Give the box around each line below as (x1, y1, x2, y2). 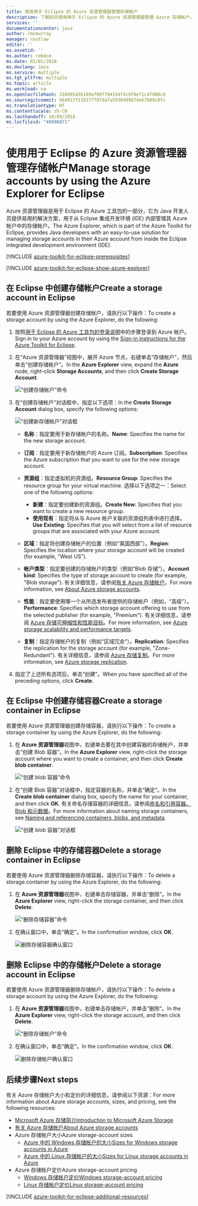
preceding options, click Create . (14, 677, 94, 684)
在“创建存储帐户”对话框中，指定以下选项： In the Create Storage (14, 398, 172, 406)
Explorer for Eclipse (6, 187, 105, 201)
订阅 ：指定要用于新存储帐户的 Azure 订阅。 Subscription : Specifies (23, 449, 188, 456)
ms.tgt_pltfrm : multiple (6, 75, 68, 81)
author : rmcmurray (6, 31, 52, 37)
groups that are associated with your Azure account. (32, 527, 161, 534)
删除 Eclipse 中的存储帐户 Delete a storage (6, 960, 162, 970)
